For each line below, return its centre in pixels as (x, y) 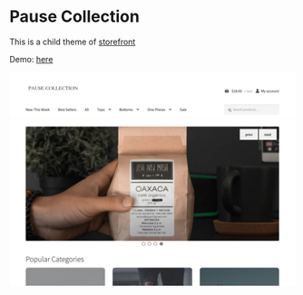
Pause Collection (75, 17)
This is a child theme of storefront (73, 42)
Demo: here (31, 59)
